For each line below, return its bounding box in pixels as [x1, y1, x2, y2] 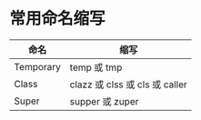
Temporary [14, 60, 62, 73]
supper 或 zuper [69, 95, 139, 107]
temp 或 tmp [69, 61, 123, 74]
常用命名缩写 [9, 8, 106, 29]
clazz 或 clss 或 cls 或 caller [69, 78, 188, 91]
